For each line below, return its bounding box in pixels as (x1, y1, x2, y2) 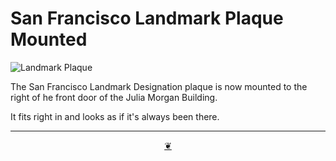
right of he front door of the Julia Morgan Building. (10, 91, 218, 103)
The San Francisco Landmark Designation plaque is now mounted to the (10, 80, 308, 92)
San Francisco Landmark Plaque (10, 7, 284, 30)
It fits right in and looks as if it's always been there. (10, 110, 220, 122)
